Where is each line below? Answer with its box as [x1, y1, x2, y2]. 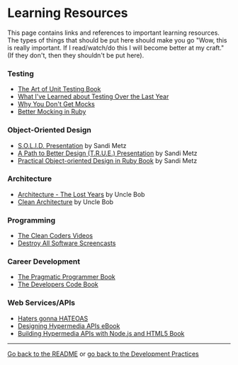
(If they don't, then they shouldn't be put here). [7, 51, 144, 60]
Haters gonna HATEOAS [17, 314, 89, 322]
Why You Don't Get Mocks [17, 100, 96, 108]
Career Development [7, 257, 81, 266]
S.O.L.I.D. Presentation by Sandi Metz [17, 141, 127, 150]
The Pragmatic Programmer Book [17, 273, 115, 281]
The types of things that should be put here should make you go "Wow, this [7, 35, 227, 44]
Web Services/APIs [7, 298, 76, 308]
